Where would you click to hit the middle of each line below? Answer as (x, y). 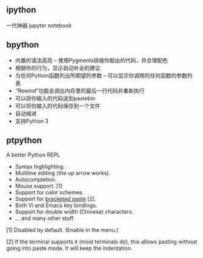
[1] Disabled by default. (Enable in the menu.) (62, 230)
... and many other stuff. (45, 219)
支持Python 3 (32, 121)
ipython (21, 10)
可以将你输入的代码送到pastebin (55, 98)
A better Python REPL (33, 155)
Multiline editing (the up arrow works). (63, 173)
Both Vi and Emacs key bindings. (56, 205)
